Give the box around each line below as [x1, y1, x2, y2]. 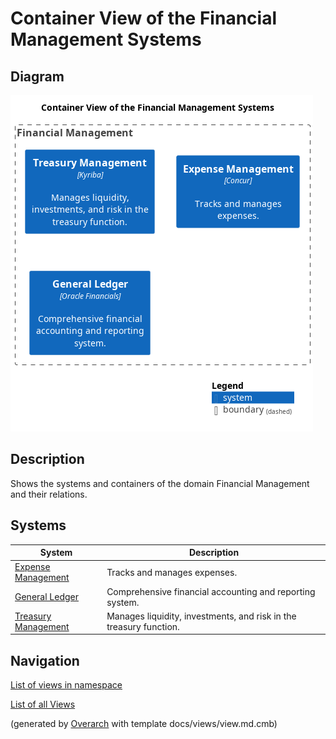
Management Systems [10, 28, 202, 51]
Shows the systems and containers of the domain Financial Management [10, 477, 310, 489]
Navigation [10, 652, 80, 669]
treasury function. [106, 620, 180, 632]
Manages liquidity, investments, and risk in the [106, 610, 297, 622]
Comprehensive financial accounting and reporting [106, 585, 316, 597]
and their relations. [10, 488, 88, 500]
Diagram [10, 68, 65, 85]
